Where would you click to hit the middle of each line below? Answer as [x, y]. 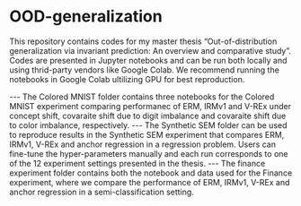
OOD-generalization [86, 17]
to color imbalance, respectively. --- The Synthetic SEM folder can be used [148, 125]
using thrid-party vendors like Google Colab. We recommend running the [145, 70]
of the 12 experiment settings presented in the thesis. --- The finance [137, 163]
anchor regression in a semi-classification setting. [102, 192]
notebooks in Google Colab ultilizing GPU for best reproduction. [127, 79]
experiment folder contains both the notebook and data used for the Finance [151, 173]
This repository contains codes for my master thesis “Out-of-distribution [143, 41]
